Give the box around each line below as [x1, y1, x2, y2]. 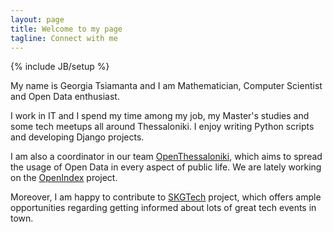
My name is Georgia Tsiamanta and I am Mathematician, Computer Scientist [10, 80, 323, 92]
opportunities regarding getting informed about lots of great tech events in [10, 202, 317, 214]
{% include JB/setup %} [10, 61, 110, 73]
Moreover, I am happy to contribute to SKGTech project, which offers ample [10, 191, 322, 203]
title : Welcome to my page [10, 24, 123, 34]
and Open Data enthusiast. [10, 91, 120, 103]
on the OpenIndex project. [10, 172, 118, 184]
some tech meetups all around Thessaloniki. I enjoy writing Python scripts [10, 121, 315, 133]
